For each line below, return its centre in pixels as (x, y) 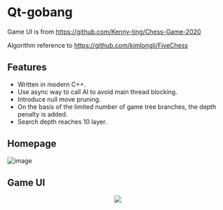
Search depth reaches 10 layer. (62, 122)
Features (27, 67)
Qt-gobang (40, 12)
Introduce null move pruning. (59, 99)
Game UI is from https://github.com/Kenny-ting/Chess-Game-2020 (104, 32)
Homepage (32, 144)
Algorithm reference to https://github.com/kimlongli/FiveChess (97, 45)
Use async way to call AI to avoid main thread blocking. (97, 91)
